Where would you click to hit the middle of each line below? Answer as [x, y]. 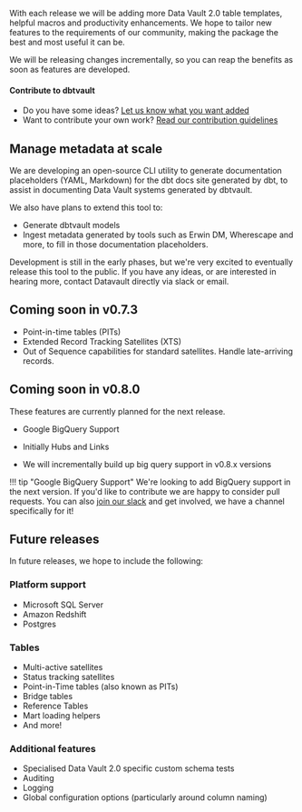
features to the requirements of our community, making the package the [144, 32]
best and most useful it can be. [67, 42]
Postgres [39, 624]
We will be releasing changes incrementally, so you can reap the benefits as [151, 60]
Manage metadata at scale [86, 149]
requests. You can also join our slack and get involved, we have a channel [147, 501]
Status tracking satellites [68, 677]
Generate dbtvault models [71, 226]
